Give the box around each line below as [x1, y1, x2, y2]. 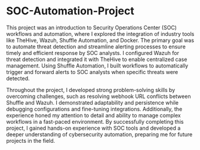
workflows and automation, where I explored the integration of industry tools [6, 30, 195, 37]
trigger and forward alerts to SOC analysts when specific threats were [6, 68, 179, 75]
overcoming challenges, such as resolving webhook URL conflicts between [6, 93, 191, 100]
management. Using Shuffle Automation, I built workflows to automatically [6, 62, 189, 69]
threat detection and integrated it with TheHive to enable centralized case [6, 56, 187, 63]
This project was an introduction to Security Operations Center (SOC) [6, 24, 177, 31]
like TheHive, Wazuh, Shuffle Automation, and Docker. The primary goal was [6, 36, 195, 44]
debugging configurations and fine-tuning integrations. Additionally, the [6, 105, 183, 112]
